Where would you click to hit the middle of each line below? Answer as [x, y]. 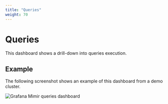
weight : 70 [17, 15]
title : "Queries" [23, 10]
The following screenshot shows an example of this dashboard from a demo [84, 81]
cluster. [13, 86]
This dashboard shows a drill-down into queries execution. [66, 53]
